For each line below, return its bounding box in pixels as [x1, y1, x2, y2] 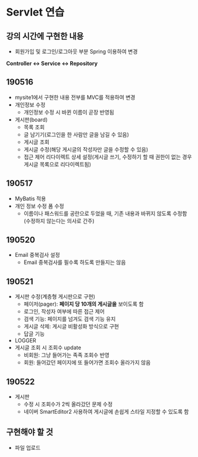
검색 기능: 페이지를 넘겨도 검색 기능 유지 [23, 315, 116, 322]
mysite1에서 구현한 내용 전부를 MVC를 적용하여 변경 [14, 94, 136, 101]
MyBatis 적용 [14, 195, 46, 202]
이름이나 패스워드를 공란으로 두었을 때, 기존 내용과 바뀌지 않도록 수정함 [23, 210, 187, 217]
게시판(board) [14, 116, 48, 123]
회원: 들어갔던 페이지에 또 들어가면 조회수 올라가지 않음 [23, 359, 151, 366]
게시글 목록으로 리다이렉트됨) [23, 160, 92, 167]
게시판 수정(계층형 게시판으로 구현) [14, 293, 96, 300]
